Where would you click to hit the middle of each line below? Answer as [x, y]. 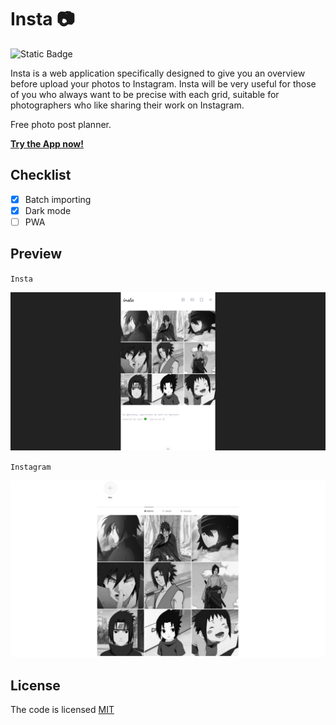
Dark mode [48, 210]
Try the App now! [47, 143]
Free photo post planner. [61, 124]
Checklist [41, 175]
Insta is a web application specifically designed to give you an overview [158, 73]
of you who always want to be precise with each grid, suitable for [145, 94]
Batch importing [58, 199]
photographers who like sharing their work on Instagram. [127, 105]
